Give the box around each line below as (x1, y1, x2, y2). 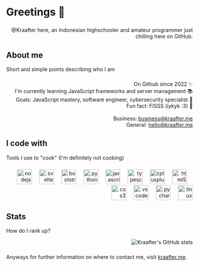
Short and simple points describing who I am (6, 65, 115, 73)
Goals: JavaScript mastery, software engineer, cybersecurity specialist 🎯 (15, 96, 193, 103)
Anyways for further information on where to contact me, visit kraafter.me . (6, 254, 188, 261)
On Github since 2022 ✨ (133, 80, 193, 88)
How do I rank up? (6, 227, 51, 235)
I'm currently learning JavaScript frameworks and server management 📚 (14, 87, 193, 94)
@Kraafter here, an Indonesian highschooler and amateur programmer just (11, 27, 193, 34)
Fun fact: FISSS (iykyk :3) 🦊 (126, 102, 193, 109)
